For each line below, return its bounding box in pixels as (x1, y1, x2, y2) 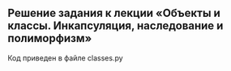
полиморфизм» (7, 31, 92, 45)
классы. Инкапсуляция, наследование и (7, 19, 224, 33)
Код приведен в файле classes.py (7, 52, 123, 63)
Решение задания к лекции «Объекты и (7, 6, 220, 20)
